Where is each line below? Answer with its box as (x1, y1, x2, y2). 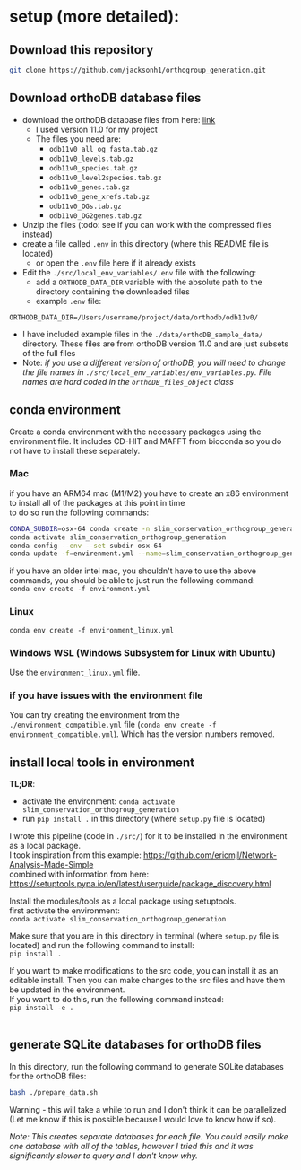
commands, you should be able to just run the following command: (9, 575, 255, 586)
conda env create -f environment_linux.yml (9, 625, 175, 634)
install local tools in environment (9, 755, 195, 770)
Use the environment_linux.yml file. (9, 667, 141, 677)
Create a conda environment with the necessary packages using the (9, 426, 262, 437)
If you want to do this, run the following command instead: (9, 994, 224, 1004)
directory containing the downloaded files (35, 285, 190, 297)
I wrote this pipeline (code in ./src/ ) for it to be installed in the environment (9, 831, 288, 841)
